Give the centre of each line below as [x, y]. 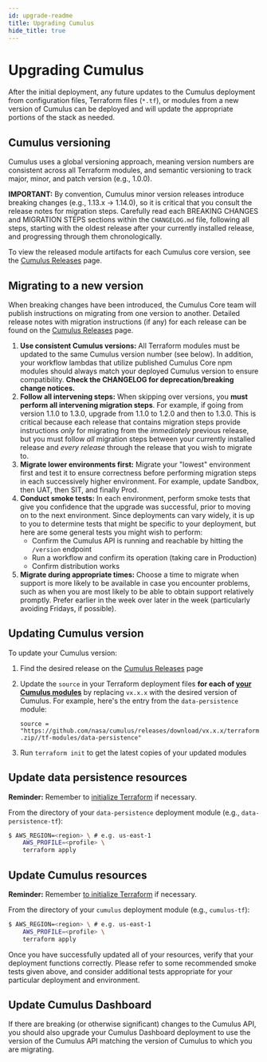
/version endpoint [62, 549]
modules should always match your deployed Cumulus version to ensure [139, 371]
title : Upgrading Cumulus [51, 23]
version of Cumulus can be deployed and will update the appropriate [121, 109]
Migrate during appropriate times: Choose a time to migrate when [129, 574]
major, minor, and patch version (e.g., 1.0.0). [80, 179]
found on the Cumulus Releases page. [71, 330]
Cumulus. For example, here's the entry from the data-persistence [129, 701]
